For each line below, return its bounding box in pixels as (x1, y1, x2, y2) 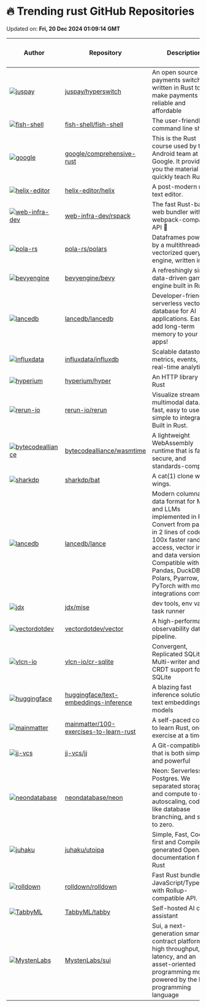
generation (152, 929, 184, 938)
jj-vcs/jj (64, 748, 88, 757)
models (152, 706, 174, 714)
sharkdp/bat (64, 475, 100, 484)
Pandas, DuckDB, (152, 566, 202, 575)
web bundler (152, 208, 189, 216)
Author (23, 49, 45, 57)
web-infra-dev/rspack (64, 211, 131, 220)
